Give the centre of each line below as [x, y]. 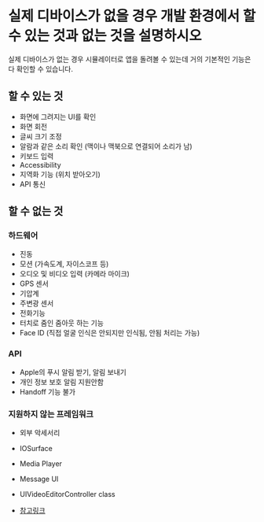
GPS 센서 [34, 283]
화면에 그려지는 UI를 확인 [58, 117]
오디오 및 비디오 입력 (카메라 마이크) [74, 274]
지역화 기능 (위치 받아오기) [60, 174]
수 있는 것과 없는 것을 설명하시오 [105, 36]
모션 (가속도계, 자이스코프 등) [64, 264]
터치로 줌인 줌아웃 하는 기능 [62, 323]
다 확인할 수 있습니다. [40, 68]
